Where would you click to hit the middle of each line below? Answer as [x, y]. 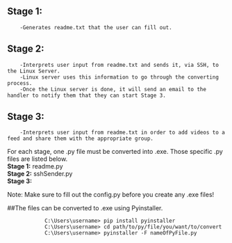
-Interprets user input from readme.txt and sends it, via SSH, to [119, 65]
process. [20, 83]
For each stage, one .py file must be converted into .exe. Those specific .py [115, 152]
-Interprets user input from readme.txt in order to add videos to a [123, 133]
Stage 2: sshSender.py [40, 174]
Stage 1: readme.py [35, 166]
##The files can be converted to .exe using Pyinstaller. [85, 208]
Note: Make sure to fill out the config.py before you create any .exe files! [111, 195]
